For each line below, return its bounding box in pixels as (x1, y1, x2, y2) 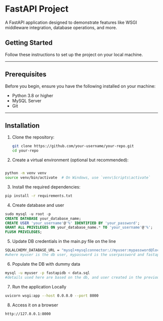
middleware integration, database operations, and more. (5, 24, 117, 30)
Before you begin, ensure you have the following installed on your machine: (5, 83, 156, 89)
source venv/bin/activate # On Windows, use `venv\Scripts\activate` (5, 175, 151, 180)
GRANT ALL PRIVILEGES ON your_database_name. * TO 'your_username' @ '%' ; (5, 225, 153, 230)
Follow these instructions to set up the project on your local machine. (5, 51, 143, 57)
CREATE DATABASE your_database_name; (5, 216, 81, 221)
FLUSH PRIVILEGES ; (5, 230, 42, 235)
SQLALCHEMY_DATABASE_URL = (5, 248, 60, 253)
